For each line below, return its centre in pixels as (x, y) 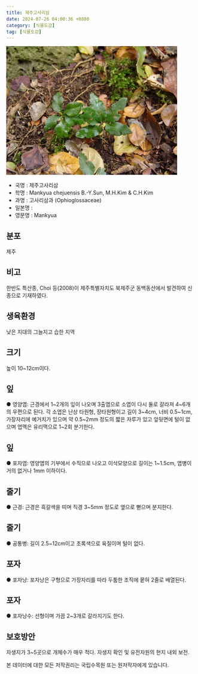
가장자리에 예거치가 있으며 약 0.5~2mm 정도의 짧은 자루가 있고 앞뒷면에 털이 (95, 420)
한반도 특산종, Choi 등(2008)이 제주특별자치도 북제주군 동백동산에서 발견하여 (96, 287)
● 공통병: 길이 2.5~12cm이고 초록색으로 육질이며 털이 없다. (76, 543)
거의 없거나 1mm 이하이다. (36, 471)
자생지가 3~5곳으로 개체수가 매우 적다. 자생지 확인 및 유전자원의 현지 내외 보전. (98, 652)
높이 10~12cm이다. (28, 368)
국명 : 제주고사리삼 (36, 185)
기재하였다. (35, 295)
